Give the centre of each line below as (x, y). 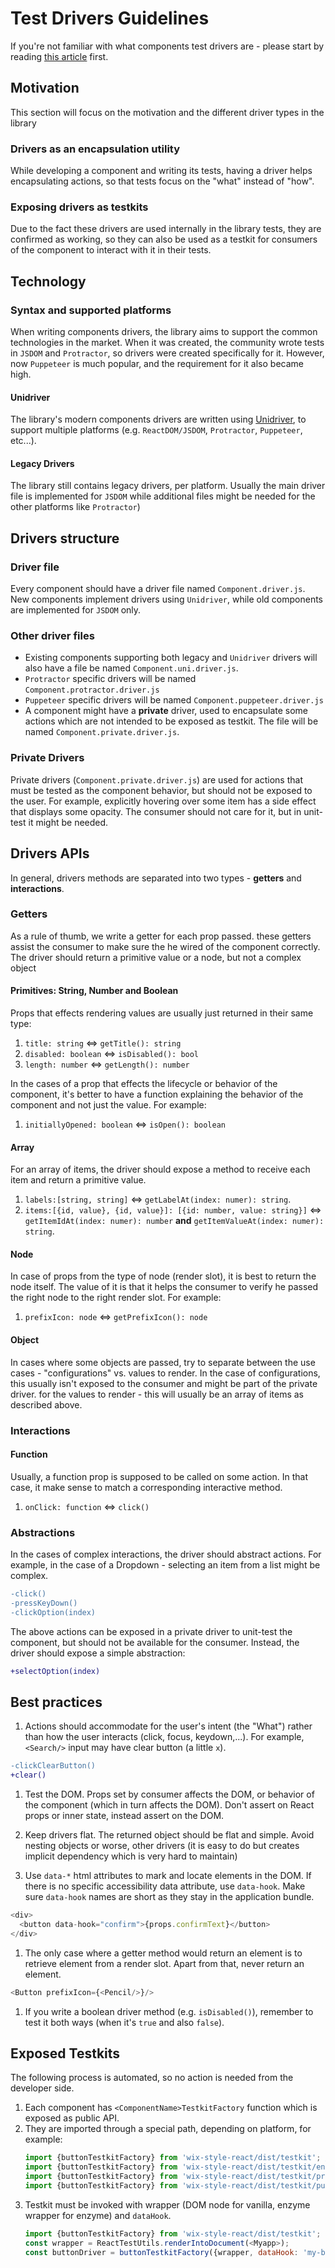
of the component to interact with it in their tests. (111, 250)
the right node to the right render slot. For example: (116, 1298)
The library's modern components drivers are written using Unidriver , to (158, 419)
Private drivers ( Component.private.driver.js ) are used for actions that (156, 779)
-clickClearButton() (53, 1766)
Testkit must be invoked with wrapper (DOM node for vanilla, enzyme (167, 2204)
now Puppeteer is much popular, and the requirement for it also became (157, 364)
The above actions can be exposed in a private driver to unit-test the (151, 1631)
